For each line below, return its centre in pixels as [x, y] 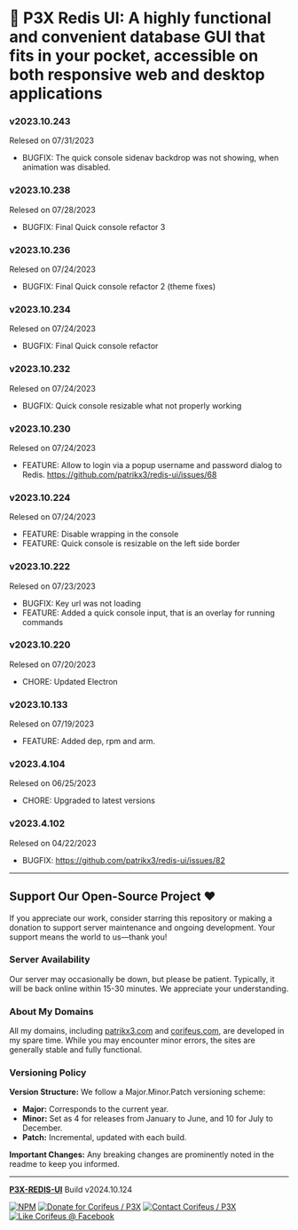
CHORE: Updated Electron [70, 681]
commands [43, 622]
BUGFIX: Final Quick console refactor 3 [94, 226]
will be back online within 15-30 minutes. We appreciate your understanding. [149, 988]
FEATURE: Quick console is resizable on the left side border [131, 544]
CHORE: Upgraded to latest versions [88, 801]
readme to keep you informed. [64, 1164]
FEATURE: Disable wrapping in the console [100, 534]
